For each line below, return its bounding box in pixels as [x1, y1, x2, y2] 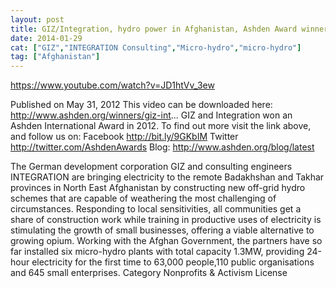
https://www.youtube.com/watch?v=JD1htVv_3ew [10, 79, 215, 91]
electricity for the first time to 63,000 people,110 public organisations [31, 256, 315, 268]
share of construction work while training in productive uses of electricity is [10, 214, 322, 226]
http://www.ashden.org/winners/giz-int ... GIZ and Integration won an [10, 109, 293, 121]
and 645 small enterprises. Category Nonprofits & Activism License [10, 267, 288, 279]
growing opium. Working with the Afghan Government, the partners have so [10, 235, 323, 247]
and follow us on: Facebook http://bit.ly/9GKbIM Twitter [10, 131, 239, 143]
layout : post [10, 14, 65, 25]
